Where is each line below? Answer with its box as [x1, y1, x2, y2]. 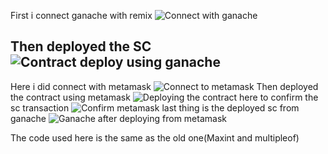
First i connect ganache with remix [10, 10, 153, 21]
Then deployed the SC [10, 38, 152, 55]
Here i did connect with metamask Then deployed [10, 80, 319, 92]
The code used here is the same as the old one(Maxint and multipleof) [10, 131, 300, 144]
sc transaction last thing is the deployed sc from [10, 101, 300, 114]
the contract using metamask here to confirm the [10, 91, 319, 103]
